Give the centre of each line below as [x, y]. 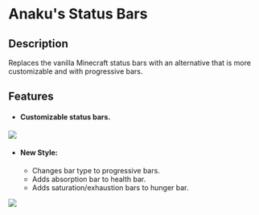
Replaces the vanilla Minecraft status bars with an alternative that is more [130, 63]
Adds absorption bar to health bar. [89, 179]
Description [38, 44]
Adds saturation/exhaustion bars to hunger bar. [110, 187]
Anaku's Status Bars [78, 14]
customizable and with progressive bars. [76, 71]
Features [31, 97]
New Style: [39, 152]
